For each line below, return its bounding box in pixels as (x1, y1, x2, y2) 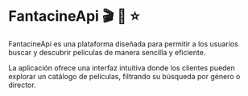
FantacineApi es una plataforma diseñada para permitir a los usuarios (8, 38, 239, 49)
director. (8, 80, 36, 90)
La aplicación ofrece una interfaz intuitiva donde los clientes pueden (8, 62, 236, 73)
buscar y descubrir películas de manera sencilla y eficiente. (8, 47, 206, 57)
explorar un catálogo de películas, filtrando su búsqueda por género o (8, 71, 241, 81)
